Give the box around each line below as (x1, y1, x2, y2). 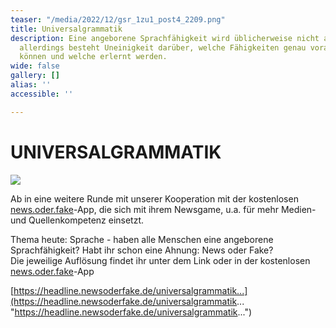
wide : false (10, 61, 60, 71)
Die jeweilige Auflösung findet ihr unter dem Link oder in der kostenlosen (10, 254, 311, 266)
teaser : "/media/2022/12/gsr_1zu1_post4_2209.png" (10, 14, 226, 25)
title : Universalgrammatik (10, 24, 123, 34)
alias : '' (10, 80, 52, 90)
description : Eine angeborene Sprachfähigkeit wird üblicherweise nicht (10, 33, 320, 43)
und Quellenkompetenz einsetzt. (10, 214, 145, 226)
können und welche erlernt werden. (19, 52, 168, 62)
